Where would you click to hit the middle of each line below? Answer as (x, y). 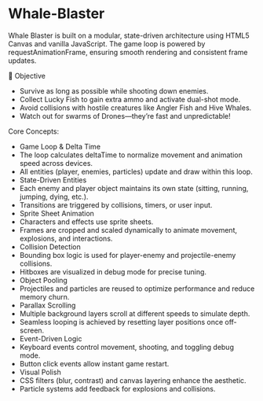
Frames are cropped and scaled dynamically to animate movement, (128, 230)
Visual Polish (40, 372)
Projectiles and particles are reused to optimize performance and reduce (137, 289)
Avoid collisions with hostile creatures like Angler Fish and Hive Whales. (135, 108)
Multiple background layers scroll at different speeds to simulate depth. (135, 313)
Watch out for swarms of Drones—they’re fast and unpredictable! (125, 116)
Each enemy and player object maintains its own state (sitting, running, (134, 188)
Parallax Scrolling (47, 305)
